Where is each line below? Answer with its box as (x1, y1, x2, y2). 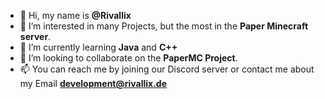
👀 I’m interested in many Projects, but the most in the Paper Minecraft (19, 20, 309, 32)
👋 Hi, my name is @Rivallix (19, 10, 132, 21)
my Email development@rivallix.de (19, 78, 167, 89)
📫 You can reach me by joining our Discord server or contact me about (19, 63, 315, 75)
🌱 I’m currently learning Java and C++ (19, 41, 178, 53)
